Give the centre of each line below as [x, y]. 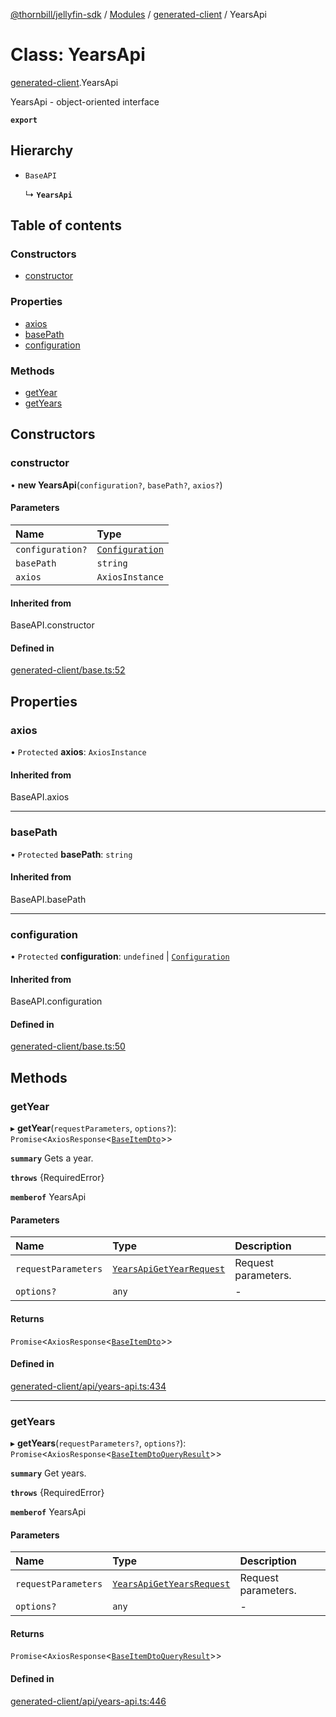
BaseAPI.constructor [52, 625]
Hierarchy [42, 150]
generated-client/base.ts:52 [68, 670]
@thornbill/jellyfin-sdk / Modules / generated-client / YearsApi [138, 14]
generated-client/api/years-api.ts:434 [88, 1386]
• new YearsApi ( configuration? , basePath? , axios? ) [116, 485]
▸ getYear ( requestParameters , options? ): [93, 1128]
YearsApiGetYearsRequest [171, 1584]
